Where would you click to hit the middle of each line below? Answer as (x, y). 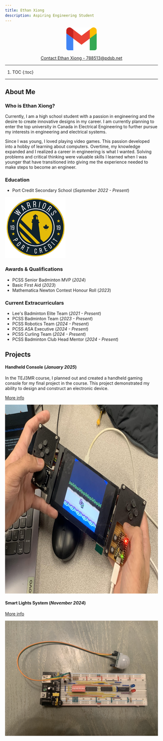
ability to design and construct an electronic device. (57, 388)
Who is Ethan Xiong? (30, 106)
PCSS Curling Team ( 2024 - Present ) (49, 334)
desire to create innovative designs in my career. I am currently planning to (80, 121)
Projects (18, 355)
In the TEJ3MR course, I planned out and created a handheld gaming (74, 378)
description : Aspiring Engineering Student (50, 15)
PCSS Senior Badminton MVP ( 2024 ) (49, 280)
